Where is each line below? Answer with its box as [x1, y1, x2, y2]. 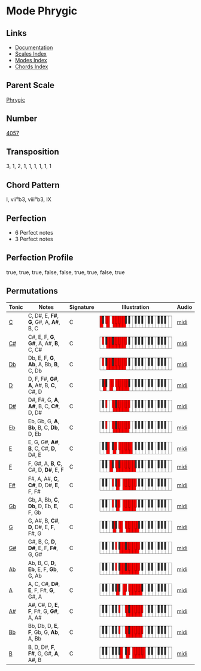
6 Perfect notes [14, 229, 54, 236]
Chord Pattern [6, 180, 60, 190]
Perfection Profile [6, 253, 74, 263]
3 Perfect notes [14, 235, 54, 243]
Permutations [6, 286, 58, 296]
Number [6, 114, 38, 124]
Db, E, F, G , [28, 354, 56, 362]
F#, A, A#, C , [28, 475, 59, 482]
